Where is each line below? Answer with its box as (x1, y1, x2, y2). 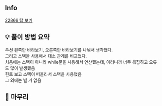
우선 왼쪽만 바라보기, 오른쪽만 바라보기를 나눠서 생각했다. (5, 47, 113, 53)
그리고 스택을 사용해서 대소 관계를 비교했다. (5, 53, 87, 59)
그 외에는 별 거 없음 (5, 77, 41, 83)
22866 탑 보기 (5, 17, 33, 23)
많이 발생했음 (10, 65, 36, 71)
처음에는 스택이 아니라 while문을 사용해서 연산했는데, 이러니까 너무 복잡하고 (5, 59, 148, 65)
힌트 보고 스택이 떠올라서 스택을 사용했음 (5, 71, 82, 77)
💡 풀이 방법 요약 (5, 33, 50, 41)
